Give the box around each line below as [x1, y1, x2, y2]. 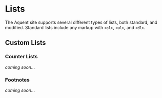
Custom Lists [5, 39, 46, 47]
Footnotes [5, 76, 30, 83]
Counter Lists [5, 53, 38, 60]
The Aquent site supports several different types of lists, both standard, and [5, 19, 158, 25]
